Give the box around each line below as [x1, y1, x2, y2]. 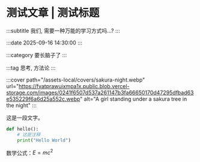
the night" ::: [6, 101, 37, 109]
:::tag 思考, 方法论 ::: [6, 64, 56, 71]
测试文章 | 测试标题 [6, 6, 100, 20]
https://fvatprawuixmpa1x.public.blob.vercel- [18, 82, 130, 89]
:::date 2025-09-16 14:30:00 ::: [6, 39, 82, 46]
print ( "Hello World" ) [17, 137, 71, 143]
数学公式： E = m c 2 [6, 148, 53, 157]
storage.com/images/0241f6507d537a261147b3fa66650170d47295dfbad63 [6, 89, 194, 96]
